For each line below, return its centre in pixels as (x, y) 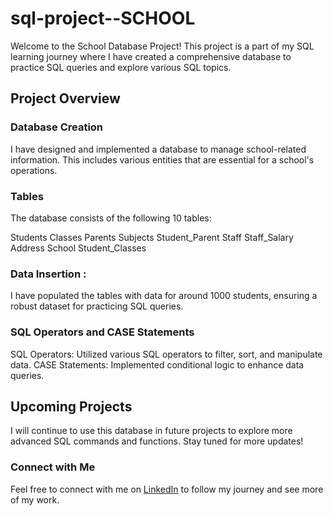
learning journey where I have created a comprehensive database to (151, 56)
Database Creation (57, 127)
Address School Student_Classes (78, 248)
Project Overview (65, 98)
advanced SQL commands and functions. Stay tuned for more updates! (157, 441)
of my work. (35, 499)
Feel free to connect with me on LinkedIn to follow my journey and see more (167, 489)
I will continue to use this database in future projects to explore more (151, 431)
